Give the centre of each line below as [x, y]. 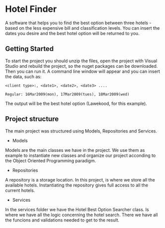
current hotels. [20, 190]
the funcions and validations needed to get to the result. [62, 220]
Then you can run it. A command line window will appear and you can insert [82, 71]
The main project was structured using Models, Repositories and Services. [81, 131]
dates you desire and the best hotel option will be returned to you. [72, 33]
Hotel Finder [31, 9]
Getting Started [29, 49]
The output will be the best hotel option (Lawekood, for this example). [76, 103]
